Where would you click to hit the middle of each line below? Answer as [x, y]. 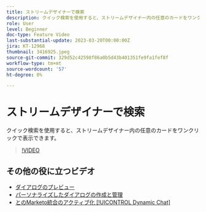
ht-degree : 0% [25, 75]
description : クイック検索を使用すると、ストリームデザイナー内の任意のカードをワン [102, 18]
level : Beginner [27, 29]
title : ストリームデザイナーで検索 [45, 12]
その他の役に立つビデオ [51, 171]
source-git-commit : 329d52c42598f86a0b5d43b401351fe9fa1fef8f [87, 58]
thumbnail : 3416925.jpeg [38, 52]
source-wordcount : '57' [37, 69]
